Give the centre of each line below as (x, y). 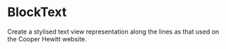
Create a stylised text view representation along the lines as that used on (113, 31)
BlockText (37, 12)
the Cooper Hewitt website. (47, 38)
